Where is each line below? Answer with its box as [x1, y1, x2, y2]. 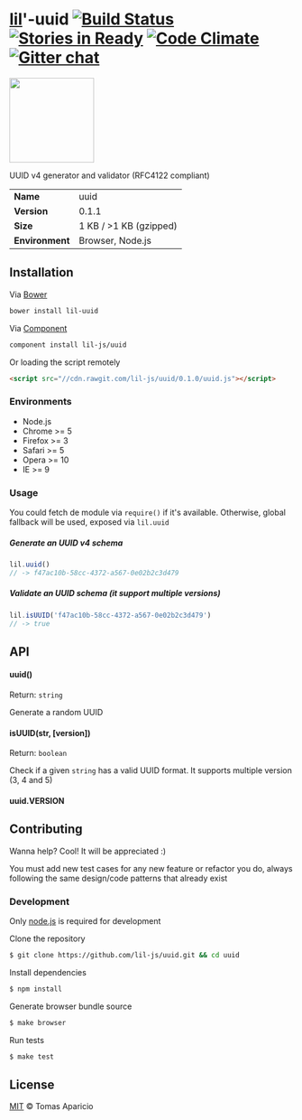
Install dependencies [9, 966, 87, 977]
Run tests [9, 1034, 45, 1045]
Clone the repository [9, 933, 86, 944]
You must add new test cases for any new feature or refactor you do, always [9, 863, 293, 873]
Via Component [9, 322, 68, 333]
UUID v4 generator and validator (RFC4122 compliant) [9, 170, 210, 181]
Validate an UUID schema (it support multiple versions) [9, 588, 221, 599]
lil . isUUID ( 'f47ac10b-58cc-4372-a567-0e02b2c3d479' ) [9, 611, 212, 620]
